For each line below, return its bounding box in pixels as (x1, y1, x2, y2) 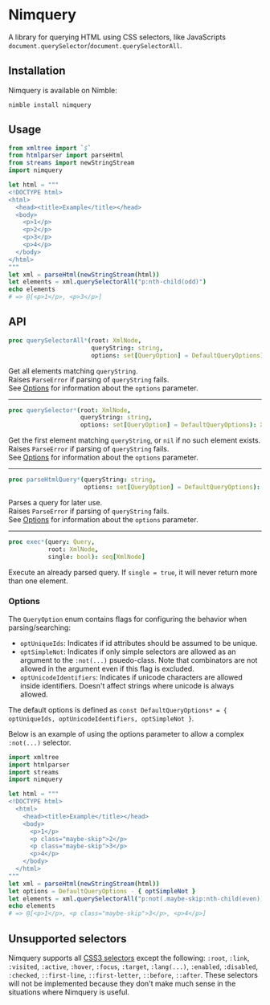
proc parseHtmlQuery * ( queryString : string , (8, 476, 157, 484)
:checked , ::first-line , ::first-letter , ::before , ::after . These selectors (8, 970, 259, 979)
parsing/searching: (8, 623, 71, 632)
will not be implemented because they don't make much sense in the (8, 978, 236, 988)
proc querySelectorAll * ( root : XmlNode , (8, 336, 142, 345)
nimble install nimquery (8, 100, 92, 109)
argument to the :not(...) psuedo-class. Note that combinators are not (19, 655, 258, 664)
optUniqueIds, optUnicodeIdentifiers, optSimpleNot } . (8, 713, 194, 723)
